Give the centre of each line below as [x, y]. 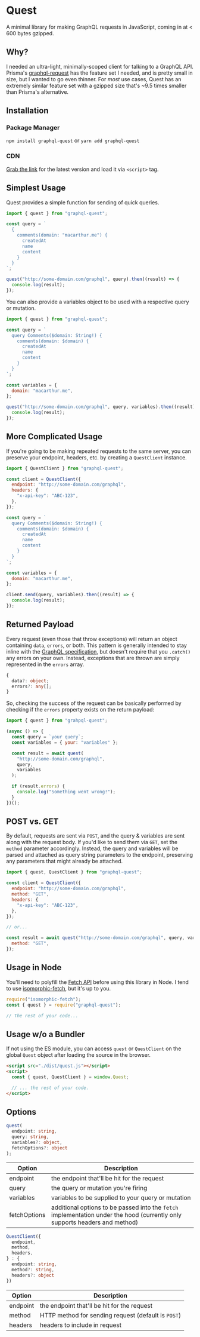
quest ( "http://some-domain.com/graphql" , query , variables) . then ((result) [101, 407]
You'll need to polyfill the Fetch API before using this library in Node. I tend [98, 982]
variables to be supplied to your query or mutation [121, 1197]
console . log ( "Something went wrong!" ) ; [66, 792]
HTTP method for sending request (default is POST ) [110, 1315]
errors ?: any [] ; [32, 686]
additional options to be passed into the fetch [115, 1207]
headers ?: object [33, 1275]
